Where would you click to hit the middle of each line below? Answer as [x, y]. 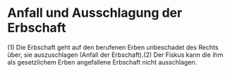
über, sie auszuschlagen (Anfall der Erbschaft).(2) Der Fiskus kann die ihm [115, 55]
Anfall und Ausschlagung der [95, 13]
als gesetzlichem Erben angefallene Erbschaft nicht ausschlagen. [102, 62]
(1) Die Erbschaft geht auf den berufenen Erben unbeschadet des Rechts [113, 47]
